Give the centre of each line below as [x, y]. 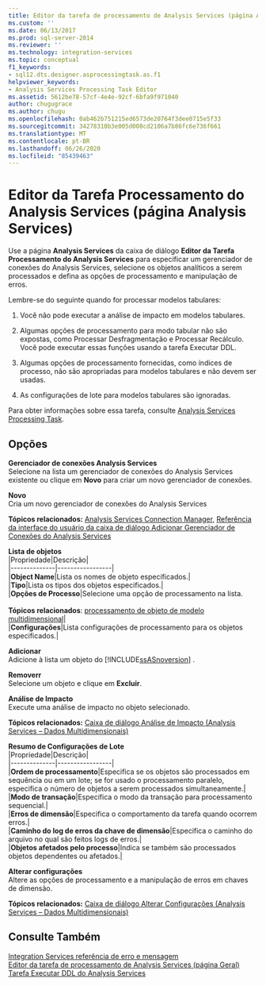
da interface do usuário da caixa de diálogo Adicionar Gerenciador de [122, 528]
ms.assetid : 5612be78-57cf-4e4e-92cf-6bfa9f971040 [93, 97]
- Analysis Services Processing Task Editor [83, 89]
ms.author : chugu [37, 112]
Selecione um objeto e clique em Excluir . [75, 683]
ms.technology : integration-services [70, 52]
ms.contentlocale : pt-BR [49, 141]
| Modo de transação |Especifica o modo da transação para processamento [130, 797]
